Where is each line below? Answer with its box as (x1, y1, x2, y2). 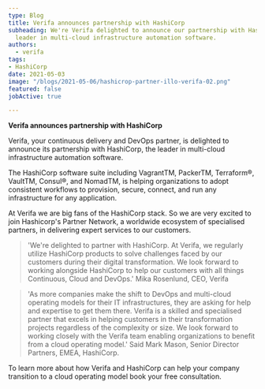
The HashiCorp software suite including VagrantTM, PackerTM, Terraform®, (8, 168, 255, 178)
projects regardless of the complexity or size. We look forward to (27, 323, 239, 332)
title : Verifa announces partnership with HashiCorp (8, 19, 185, 27)
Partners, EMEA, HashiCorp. (27, 348, 120, 357)
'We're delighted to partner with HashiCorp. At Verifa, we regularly (27, 241, 244, 250)
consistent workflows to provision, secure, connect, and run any (8, 185, 217, 194)
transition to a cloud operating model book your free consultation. (8, 372, 222, 381)
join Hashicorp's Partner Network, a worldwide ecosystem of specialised (8, 217, 245, 226)
